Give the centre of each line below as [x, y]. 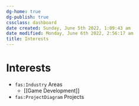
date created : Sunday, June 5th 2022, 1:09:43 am [69, 28]
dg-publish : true [28, 17]
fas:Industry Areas [38, 84]
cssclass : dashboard [32, 22]
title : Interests [28, 39]
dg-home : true [24, 11]
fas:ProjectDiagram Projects [49, 97]
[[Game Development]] [51, 90]
